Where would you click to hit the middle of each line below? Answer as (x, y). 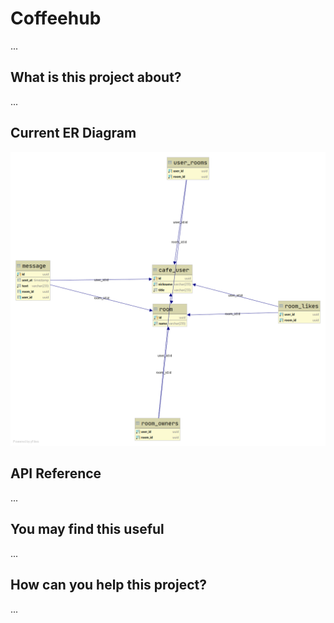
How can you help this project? (108, 585)
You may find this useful (87, 529)
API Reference (56, 473)
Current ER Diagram (73, 133)
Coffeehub (56, 18)
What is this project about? (96, 77)
